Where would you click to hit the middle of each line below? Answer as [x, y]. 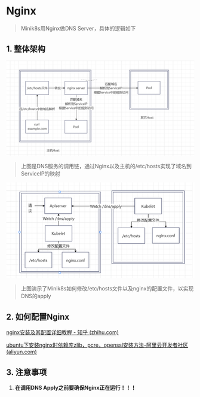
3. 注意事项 [27, 372]
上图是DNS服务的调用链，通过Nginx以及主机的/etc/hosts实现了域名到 [106, 166]
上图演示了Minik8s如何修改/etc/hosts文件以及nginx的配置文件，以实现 [107, 289]
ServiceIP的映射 [41, 174]
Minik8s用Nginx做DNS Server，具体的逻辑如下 [78, 28]
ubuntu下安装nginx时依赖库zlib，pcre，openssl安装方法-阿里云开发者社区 [97, 345]
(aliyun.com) [21, 352]
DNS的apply [36, 296]
